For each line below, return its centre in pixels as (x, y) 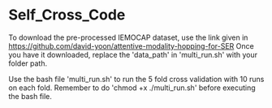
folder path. (28, 63)
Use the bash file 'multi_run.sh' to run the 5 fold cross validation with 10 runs (136, 79)
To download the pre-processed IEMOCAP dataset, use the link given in (128, 37)
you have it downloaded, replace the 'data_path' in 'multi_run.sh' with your (133, 54)
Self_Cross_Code (67, 15)
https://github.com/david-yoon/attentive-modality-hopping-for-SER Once (131, 45)
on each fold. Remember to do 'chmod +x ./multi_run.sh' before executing (132, 88)
